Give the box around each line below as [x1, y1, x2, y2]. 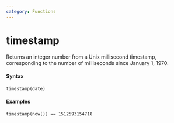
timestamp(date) [6, 86, 46, 91]
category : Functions [6, 8, 57, 15]
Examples [6, 98, 31, 105]
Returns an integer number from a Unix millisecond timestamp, [6, 53, 156, 60]
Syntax [6, 73, 24, 80]
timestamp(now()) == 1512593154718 [6, 111, 93, 117]
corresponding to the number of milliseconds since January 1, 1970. [6, 59, 169, 66]
